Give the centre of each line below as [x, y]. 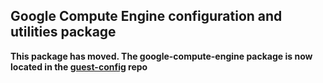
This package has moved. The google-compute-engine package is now [161, 56]
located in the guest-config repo [79, 66]
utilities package [63, 32]
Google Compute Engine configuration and [146, 16]
